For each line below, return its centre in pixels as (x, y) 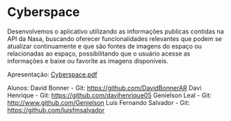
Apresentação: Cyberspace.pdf (52, 74)
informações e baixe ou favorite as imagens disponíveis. (88, 60)
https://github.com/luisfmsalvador (56, 110)
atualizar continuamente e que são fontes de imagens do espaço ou (105, 46)
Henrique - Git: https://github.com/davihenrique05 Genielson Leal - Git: (110, 95)
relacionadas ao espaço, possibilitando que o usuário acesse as (99, 54)
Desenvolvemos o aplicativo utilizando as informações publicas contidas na (115, 31)
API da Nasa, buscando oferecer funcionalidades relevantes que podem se (115, 38)
